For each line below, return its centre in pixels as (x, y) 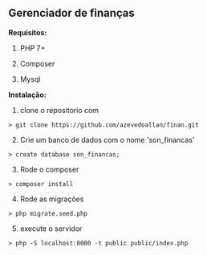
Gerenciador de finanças (71, 13)
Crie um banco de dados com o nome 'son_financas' (107, 140)
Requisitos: (28, 32)
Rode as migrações (52, 199)
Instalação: (27, 95)
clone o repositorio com (59, 110)
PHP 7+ (32, 48)
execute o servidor (51, 229)
